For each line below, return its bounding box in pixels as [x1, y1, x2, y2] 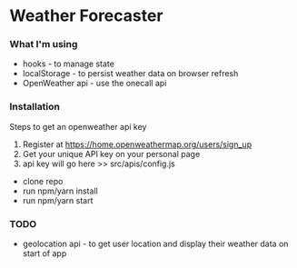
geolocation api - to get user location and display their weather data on [22, 238, 289, 250]
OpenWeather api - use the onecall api [22, 78, 167, 89]
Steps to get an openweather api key [9, 121, 147, 132]
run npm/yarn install [22, 185, 98, 196]
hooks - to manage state [22, 58, 115, 69]
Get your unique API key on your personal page [22, 148, 201, 159]
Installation [9, 101, 61, 114]
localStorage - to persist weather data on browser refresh [22, 68, 239, 79]
